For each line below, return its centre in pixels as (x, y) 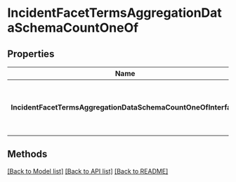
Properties (31, 54)
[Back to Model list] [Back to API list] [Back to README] (88, 171)
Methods (27, 154)
